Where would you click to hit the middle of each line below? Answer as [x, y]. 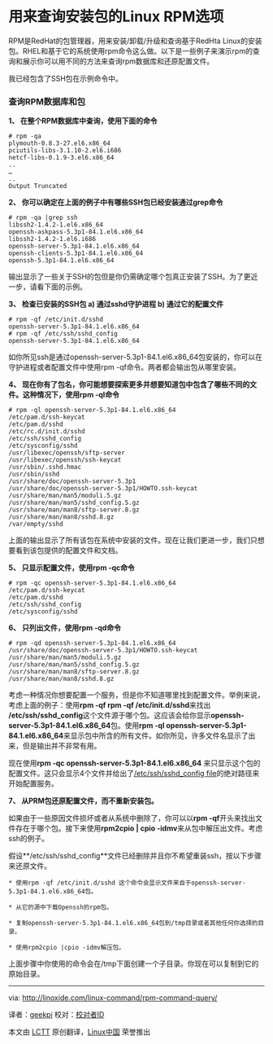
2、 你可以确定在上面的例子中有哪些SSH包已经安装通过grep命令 [116, 202]
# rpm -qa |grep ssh [43, 218]
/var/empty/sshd [36, 524]
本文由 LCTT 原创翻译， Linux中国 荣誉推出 [80, 1032]
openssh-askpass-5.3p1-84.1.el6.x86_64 [76, 232]
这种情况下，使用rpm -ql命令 [71, 395]
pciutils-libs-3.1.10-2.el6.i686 [65, 151]
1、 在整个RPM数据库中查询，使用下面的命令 [83, 121]
